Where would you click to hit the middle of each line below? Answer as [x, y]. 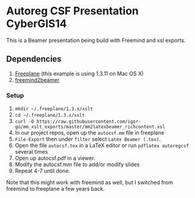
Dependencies [34, 59]
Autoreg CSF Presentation [72, 11]
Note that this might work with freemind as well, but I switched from [90, 182]
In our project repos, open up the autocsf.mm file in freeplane [89, 133]
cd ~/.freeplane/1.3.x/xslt [50, 115]
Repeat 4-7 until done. [42, 171]
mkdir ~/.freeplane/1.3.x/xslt [54, 109]
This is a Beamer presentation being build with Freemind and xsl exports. [96, 40]
